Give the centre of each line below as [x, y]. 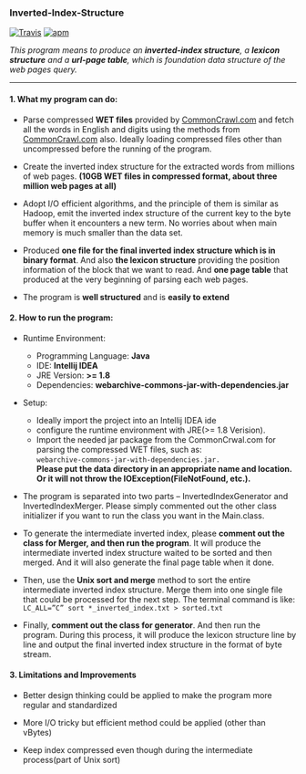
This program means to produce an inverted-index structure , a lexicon [145, 50]
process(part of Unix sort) [71, 759]
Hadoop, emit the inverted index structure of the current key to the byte [157, 213]
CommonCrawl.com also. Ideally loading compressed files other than [152, 139]
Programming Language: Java [93, 356]
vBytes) [37, 732]
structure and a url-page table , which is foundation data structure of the [148, 60]
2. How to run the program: [61, 318]
